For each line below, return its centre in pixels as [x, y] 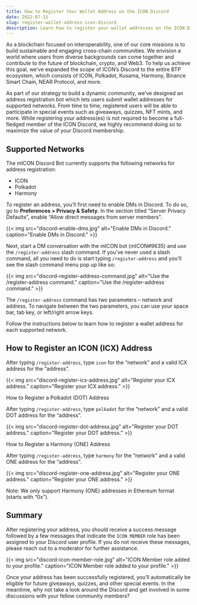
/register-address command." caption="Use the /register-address [85, 283]
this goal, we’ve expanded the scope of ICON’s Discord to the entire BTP [94, 69]
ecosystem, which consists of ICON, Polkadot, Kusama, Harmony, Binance [96, 76]
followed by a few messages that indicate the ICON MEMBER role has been [93, 536]
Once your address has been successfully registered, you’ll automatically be [98, 577]
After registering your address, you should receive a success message [91, 529]
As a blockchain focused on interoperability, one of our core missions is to [96, 45]
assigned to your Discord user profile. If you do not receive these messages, [98, 542]
